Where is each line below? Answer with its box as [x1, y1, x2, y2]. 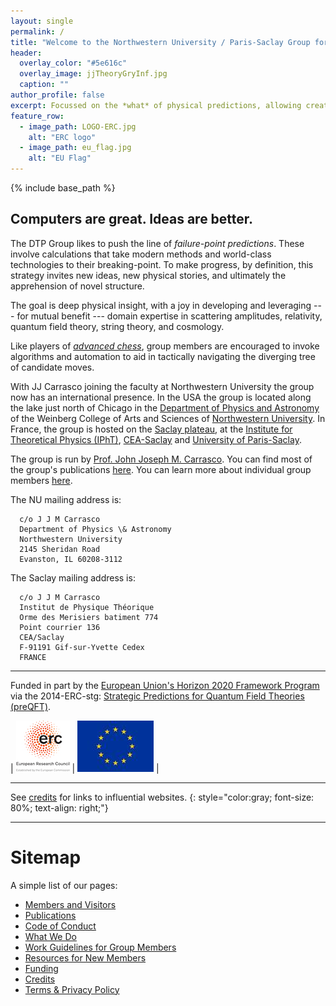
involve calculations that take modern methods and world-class [10, 248, 272, 260]
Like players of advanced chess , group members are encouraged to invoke [10, 340, 320, 352]
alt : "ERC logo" [28, 132, 97, 142]
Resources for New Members [24, 951, 147, 964]
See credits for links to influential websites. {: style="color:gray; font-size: [10, 791, 315, 803]
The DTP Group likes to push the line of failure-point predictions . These [10, 237, 305, 249]
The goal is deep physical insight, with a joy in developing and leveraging [10, 299, 312, 311]
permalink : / [10, 26, 65, 37]
